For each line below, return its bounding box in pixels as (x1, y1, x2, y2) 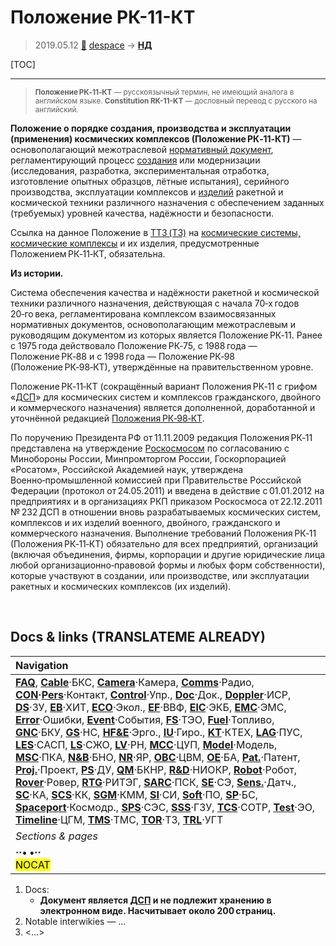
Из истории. (10, 267, 64, 279)
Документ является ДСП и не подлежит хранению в (39, 894, 272, 906)
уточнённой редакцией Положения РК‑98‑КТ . (10, 412, 205, 424)
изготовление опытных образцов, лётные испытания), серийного (10, 175, 290, 187)
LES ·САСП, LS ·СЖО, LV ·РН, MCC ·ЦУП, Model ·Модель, (15, 737, 278, 751)
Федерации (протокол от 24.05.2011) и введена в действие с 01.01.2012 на (10, 484, 325, 496)
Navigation (15, 658, 69, 672)
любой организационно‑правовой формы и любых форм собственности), (10, 559, 326, 571)
